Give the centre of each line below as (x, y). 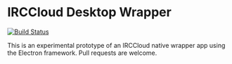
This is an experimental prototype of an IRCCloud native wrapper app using (116, 45)
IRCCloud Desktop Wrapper (90, 12)
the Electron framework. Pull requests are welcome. (82, 53)
